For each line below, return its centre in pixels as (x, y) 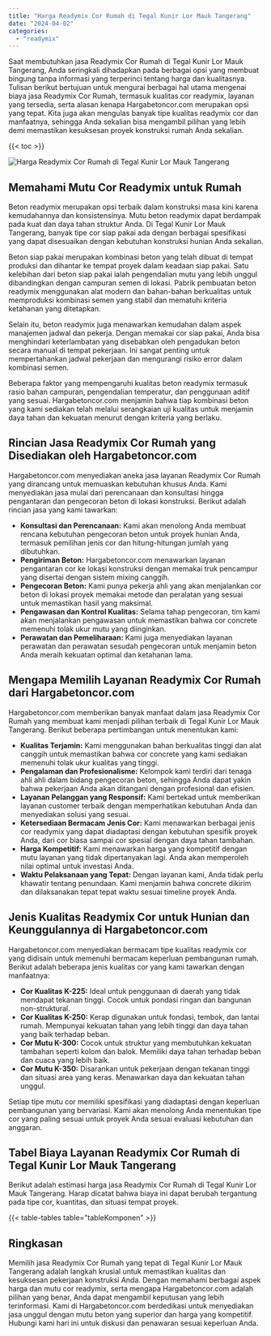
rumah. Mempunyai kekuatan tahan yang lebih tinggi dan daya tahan (134, 1026)
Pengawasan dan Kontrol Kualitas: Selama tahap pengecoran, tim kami (140, 611)
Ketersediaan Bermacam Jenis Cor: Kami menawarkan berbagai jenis (138, 823)
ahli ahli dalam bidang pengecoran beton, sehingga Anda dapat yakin (135, 780)
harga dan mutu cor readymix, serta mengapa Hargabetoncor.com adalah (131, 1289)
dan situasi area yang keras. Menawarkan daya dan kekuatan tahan (132, 1077)
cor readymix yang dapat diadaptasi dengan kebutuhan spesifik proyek (138, 831)
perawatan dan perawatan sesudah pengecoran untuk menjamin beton (138, 646)
